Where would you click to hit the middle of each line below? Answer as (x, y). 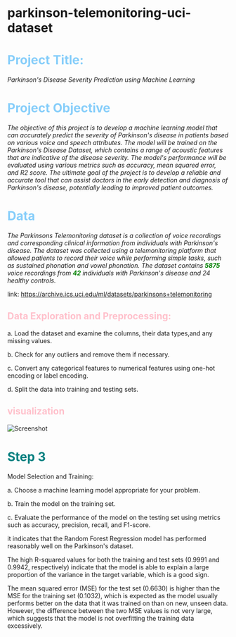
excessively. (25, 626)
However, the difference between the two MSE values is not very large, (110, 610)
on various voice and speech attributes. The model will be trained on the (112, 143)
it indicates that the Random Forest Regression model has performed (107, 538)
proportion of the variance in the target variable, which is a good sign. (108, 574)
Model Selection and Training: (51, 476)
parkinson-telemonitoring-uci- (99, 13)
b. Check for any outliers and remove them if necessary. (88, 354)
